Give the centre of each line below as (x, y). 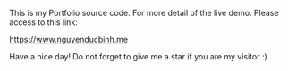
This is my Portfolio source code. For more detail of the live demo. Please (144, 13)
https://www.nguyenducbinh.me (68, 39)
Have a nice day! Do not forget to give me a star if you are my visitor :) (138, 56)
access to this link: (43, 22)
